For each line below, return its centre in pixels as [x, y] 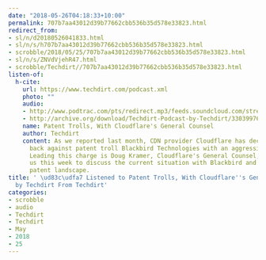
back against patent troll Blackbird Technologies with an [128, 148]
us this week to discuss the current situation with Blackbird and [143, 163]
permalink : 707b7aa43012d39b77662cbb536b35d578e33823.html [108, 23]
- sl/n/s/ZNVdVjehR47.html [53, 60]
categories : [28, 192]
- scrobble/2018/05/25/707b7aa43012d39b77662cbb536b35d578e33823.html [127, 52]
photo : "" [39, 97]
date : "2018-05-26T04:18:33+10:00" [67, 15]
